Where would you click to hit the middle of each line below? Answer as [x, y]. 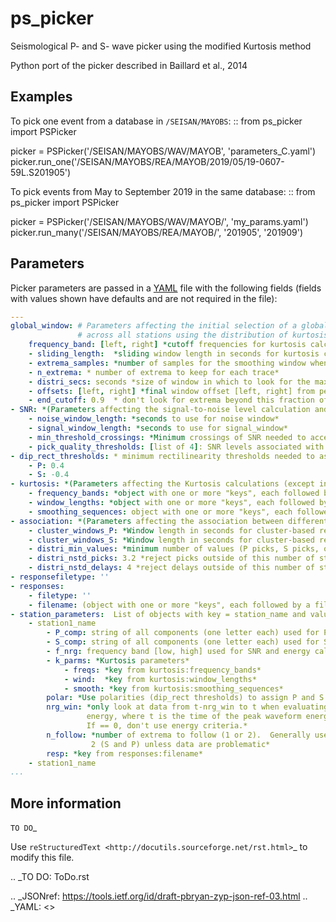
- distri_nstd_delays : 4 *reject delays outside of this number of [171, 568]
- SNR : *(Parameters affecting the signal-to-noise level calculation [160, 410]
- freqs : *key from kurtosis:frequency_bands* [162, 670]
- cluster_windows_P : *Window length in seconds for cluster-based [171, 530]
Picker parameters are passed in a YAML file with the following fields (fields [166, 288]
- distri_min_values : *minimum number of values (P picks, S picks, [174, 549]
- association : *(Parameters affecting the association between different [169, 521]
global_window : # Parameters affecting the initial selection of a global [169, 326]
